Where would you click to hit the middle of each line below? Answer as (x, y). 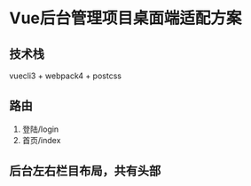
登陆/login (40, 129)
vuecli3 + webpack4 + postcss (66, 76)
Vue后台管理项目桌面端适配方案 (125, 18)
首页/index (41, 140)
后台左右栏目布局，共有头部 (85, 171)
